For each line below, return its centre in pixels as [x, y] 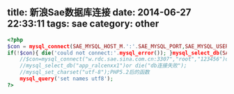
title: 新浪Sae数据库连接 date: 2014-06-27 [99, 13]
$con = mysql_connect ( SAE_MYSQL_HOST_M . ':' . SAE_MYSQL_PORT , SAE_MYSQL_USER [118, 46]
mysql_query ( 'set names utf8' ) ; [67, 79]
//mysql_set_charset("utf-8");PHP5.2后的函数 [85, 72]
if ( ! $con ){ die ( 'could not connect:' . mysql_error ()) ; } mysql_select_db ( [115, 53]
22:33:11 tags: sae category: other [83, 24]
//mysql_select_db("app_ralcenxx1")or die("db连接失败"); [103, 66]
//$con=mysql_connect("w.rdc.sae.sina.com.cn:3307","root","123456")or [126, 59]
